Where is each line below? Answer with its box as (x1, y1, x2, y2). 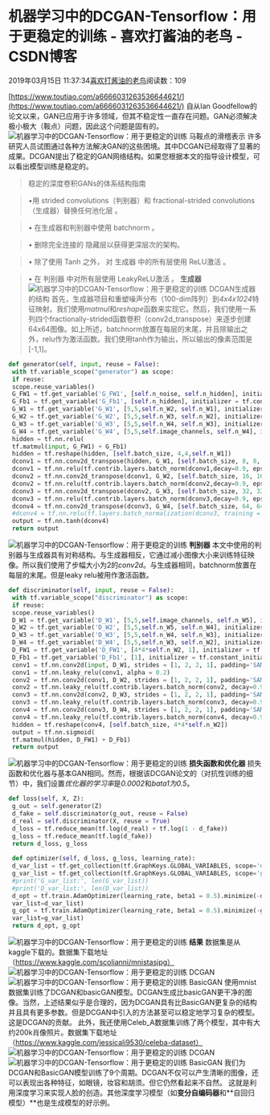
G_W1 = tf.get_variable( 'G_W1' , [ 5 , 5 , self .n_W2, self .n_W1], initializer (11, 405, 264, 414)
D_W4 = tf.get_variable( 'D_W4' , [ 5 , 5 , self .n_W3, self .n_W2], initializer (11, 639, 264, 647)
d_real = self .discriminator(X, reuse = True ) (11, 817, 171, 825)
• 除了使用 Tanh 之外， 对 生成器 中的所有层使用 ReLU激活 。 (27, 256, 231, 266)
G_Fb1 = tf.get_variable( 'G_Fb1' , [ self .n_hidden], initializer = (11, 398, 239, 406)
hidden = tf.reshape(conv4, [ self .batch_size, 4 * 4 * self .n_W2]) (11, 721, 228, 729)
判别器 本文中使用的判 (188, 540, 262, 550)
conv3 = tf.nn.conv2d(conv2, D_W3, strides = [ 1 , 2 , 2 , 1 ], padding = (11, 691, 250, 699)
